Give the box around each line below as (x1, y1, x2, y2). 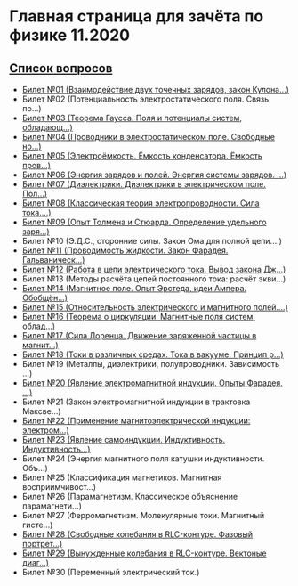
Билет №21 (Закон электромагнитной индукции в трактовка (21, 396, 251, 407)
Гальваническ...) (21, 255, 85, 265)
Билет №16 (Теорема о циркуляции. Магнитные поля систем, (21, 312, 256, 321)
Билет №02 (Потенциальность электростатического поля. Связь (21, 94, 270, 104)
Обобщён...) (21, 292, 68, 303)
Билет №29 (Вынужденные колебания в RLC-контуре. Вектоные (21, 548, 267, 558)
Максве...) (21, 406, 61, 416)
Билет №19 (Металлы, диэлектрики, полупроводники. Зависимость (21, 359, 280, 369)
